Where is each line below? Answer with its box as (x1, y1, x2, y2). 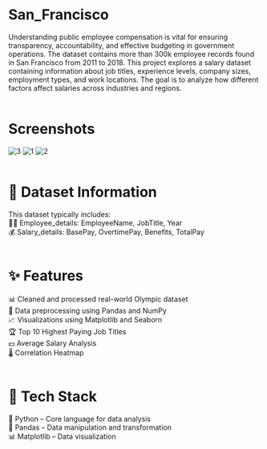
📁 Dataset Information (8, 183, 158, 201)
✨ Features (8, 267, 84, 285)
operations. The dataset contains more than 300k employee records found (8, 49, 255, 59)
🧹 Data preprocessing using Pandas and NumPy (8, 305, 167, 315)
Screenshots (8, 120, 95, 138)
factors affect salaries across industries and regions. (8, 83, 182, 93)
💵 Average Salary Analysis (8, 338, 97, 348)
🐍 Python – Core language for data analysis (8, 414, 151, 423)
